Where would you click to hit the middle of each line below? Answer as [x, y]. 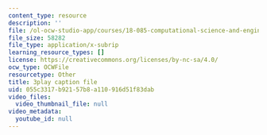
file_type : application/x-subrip [64, 45]
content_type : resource [48, 15]
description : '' [35, 23]
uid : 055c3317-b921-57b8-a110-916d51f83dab [81, 89]
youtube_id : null [44, 119]
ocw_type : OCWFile [39, 67]
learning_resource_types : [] [56, 52]
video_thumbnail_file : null [62, 104]
